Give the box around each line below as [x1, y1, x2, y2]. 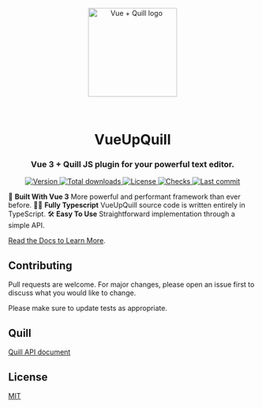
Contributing [8, 259, 73, 272]
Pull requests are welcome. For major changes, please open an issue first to [8, 280, 255, 290]
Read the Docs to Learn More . [8, 236, 107, 245]
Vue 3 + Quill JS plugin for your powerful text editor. [30, 159, 235, 170]
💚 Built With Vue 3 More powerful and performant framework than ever [8, 192, 241, 201]
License [8, 370, 48, 384]
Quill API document [8, 347, 71, 357]
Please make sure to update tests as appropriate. [8, 304, 168, 313]
